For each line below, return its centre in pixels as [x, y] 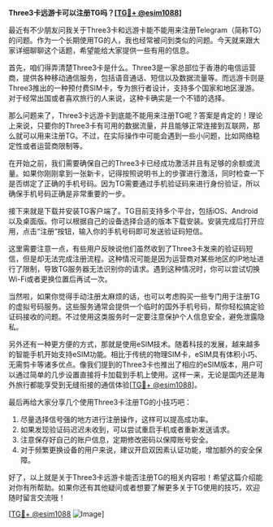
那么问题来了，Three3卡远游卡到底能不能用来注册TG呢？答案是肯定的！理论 [136, 115]
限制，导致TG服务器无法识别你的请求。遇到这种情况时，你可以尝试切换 [141, 269]
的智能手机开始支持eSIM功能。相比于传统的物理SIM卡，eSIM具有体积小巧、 [135, 354]
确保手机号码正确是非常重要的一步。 [69, 194]
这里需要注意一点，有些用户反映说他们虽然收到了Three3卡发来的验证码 [127, 248]
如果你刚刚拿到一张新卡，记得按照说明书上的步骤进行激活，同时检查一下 [143, 173]
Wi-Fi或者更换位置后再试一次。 [60, 279]
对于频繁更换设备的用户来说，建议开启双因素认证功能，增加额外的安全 [138, 450]
